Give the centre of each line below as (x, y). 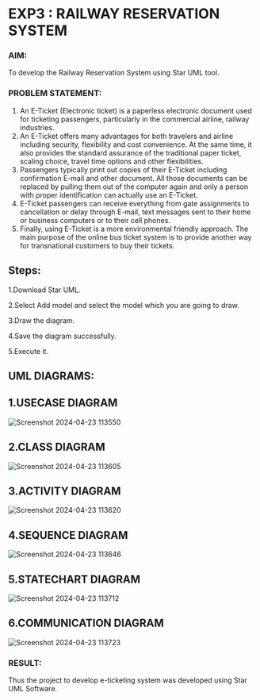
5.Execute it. (29, 351)
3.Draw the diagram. (42, 320)
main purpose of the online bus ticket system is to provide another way (136, 237)
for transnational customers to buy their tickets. (97, 245)
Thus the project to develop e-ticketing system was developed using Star (128, 680)
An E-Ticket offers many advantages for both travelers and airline (126, 136)
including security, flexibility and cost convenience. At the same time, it (136, 144)
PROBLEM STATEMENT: (55, 94)
